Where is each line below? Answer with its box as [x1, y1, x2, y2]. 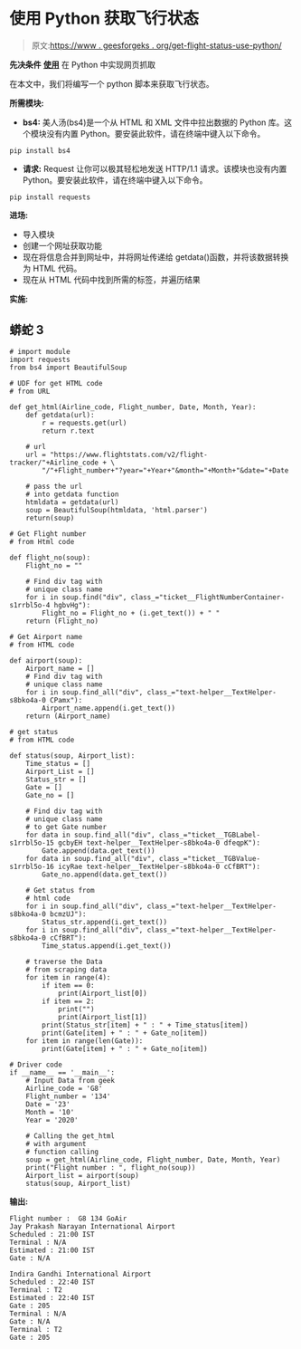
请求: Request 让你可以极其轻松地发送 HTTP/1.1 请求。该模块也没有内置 [22, 163, 287, 174]
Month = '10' [25, 1107, 75, 1116]
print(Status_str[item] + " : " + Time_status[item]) [42, 1020, 249, 1029]
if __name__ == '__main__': [9, 1067, 116, 1077]
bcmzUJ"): [49, 909, 88, 919]
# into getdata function [25, 490, 119, 499]
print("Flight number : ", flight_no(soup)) [25, 1162, 196, 1172]
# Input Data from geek [25, 1076, 116, 1085]
